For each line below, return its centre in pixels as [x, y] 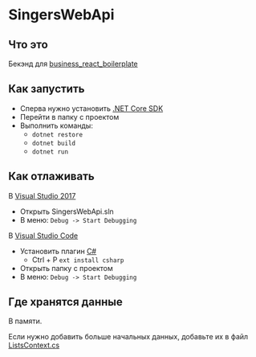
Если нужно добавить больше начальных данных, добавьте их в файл [128, 337]
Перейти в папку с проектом [69, 117]
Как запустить [47, 89]
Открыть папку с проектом [67, 268]
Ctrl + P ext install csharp [78, 260]
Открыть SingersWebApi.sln [67, 211]
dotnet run [50, 152]
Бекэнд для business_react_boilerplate [73, 64]
